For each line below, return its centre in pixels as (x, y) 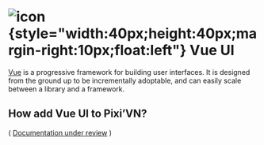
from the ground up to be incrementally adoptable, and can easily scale (125, 80)
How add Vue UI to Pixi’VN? (78, 114)
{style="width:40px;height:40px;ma (133, 33)
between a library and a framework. (67, 89)
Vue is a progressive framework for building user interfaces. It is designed (129, 72)
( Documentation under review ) (60, 132)
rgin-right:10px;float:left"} (98, 50)
